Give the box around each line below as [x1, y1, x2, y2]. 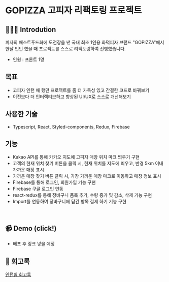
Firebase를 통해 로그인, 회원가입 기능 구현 [12, 179, 96, 185]
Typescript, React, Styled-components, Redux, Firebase [12, 123, 130, 130]
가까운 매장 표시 [12, 167, 44, 173]
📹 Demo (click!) [5, 224, 57, 233]
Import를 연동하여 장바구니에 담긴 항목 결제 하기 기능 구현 [12, 199, 127, 205]
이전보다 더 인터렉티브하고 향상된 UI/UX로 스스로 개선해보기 [12, 93, 131, 100]
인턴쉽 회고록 [5, 271, 31, 277]
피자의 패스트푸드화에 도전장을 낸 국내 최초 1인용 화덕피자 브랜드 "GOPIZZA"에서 [5, 39, 164, 45]
